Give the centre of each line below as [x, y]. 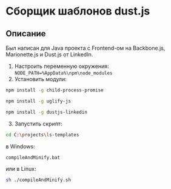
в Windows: [20, 146]
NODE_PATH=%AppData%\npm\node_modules [63, 73]
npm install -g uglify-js [38, 101]
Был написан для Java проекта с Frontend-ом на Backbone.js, [85, 48]
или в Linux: [21, 169]
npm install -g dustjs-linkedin [46, 112]
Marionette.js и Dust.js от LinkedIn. [49, 55]
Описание [26, 34]
